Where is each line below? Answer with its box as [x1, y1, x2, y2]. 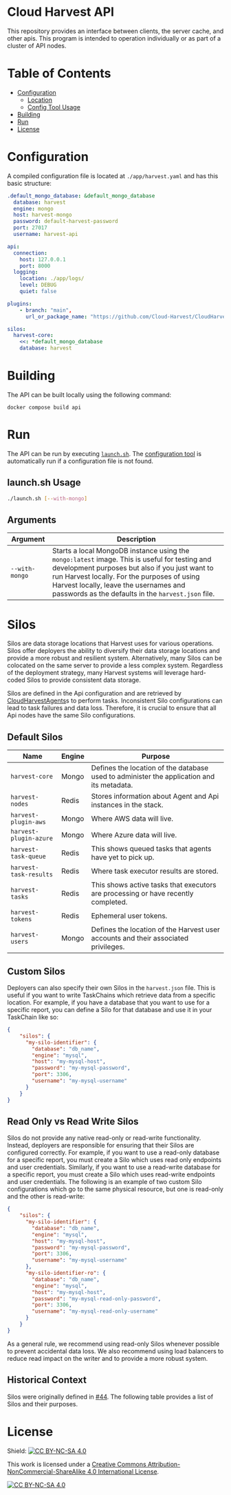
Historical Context [7, 1374, 87, 1386]
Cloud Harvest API [7, 4, 115, 20]
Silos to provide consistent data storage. [26, 676, 141, 685]
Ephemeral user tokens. [91, 911, 168, 921]
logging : [13, 269, 38, 276]
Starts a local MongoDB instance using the [52, 546, 190, 556]
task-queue [10, 852, 46, 861]
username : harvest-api [13, 231, 78, 238]
